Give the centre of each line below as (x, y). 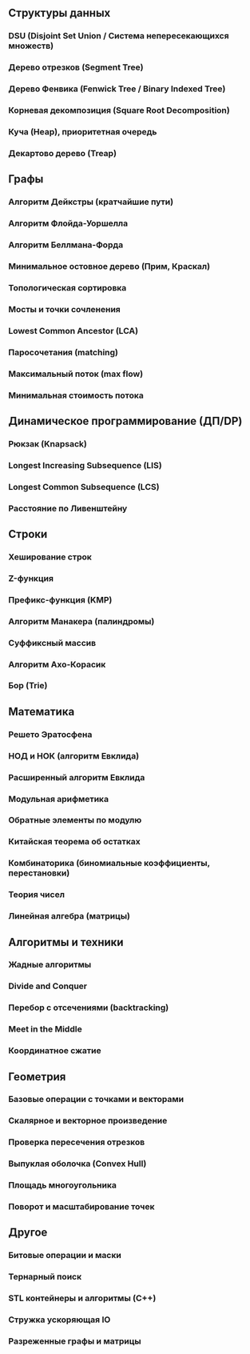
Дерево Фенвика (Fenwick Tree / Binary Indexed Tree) (117, 89)
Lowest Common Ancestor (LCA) (73, 330)
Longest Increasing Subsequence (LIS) (85, 465)
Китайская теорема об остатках (75, 842)
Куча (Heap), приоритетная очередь (83, 132)
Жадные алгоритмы (50, 965)
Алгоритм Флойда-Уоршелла (68, 223)
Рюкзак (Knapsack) (48, 443)
